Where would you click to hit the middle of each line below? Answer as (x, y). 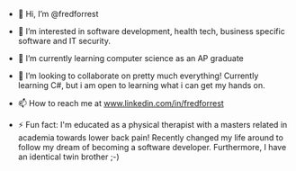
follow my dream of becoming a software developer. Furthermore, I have (152, 147)
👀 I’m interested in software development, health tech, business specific (151, 31)
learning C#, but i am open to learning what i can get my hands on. (141, 85)
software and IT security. (64, 41)
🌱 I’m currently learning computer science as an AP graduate (131, 58)
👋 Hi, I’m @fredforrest (58, 14)
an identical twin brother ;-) (68, 157)
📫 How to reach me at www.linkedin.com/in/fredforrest (121, 103)
